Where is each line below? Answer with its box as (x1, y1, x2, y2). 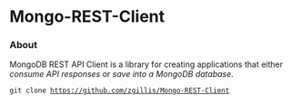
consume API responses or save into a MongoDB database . (9, 69, 234, 80)
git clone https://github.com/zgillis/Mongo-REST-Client (9, 86, 230, 96)
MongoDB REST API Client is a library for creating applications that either (9, 59, 284, 70)
